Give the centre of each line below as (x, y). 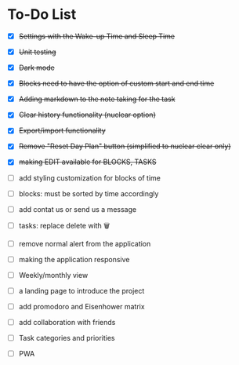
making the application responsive (74, 259)
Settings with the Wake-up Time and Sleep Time (97, 36)
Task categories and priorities (67, 338)
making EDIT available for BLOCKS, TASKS (87, 162)
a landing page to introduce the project (81, 290)
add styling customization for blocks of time (90, 177)
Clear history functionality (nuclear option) (87, 115)
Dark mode (37, 68)
